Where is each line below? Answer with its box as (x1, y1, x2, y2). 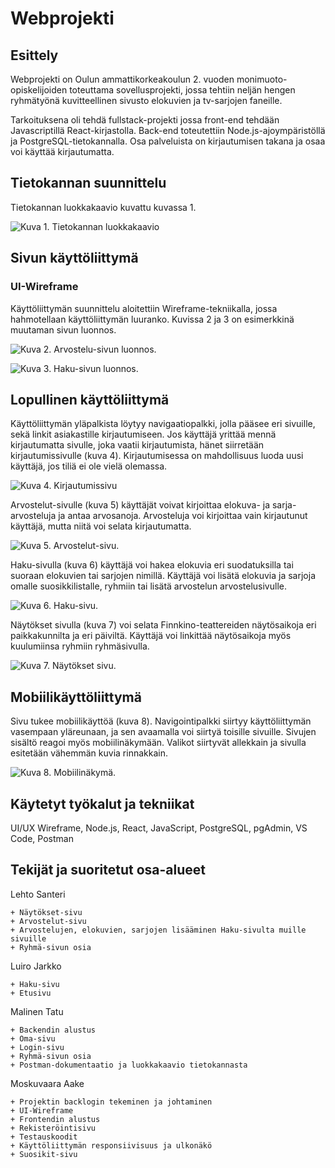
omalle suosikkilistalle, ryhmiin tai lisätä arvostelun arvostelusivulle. (10, 580, 287, 592)
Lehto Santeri (10, 888, 66, 900)
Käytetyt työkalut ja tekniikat (10, 795, 195, 812)
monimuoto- (236, 73, 288, 85)
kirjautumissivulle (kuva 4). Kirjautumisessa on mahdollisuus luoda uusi (10, 450, 304, 462)
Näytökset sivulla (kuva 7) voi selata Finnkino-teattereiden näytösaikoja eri (10, 619, 317, 631)
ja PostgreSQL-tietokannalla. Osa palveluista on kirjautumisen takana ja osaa (10, 135, 326, 147)
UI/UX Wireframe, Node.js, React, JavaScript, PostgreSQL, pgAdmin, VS (10, 822, 308, 834)
